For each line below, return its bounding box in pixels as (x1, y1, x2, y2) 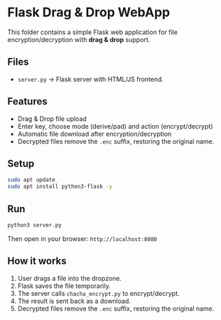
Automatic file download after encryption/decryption (17, 129, 172, 138)
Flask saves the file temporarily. (17, 282, 111, 290)
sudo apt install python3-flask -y (7, 183, 113, 191)
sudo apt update (7, 176, 55, 183)
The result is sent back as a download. (17, 297, 131, 305)
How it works (7, 255, 67, 267)
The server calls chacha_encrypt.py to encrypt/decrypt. (17, 289, 180, 297)
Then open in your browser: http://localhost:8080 (7, 234, 158, 242)
